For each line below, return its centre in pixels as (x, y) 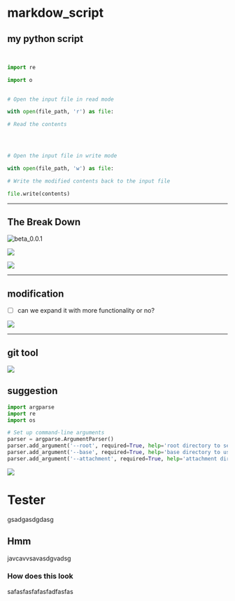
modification (36, 294)
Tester (26, 500)
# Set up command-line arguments (56, 433)
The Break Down (44, 222)
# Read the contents (37, 125)
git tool (23, 352)
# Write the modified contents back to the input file (89, 181)
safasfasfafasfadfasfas (40, 591)
